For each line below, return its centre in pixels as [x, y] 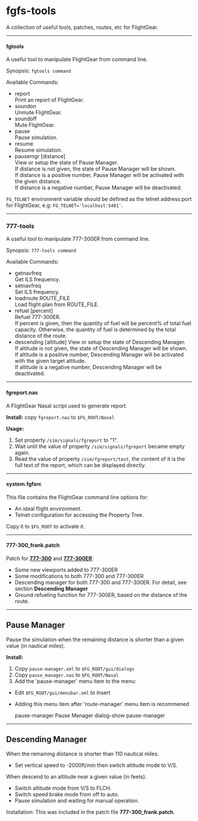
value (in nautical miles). [36, 646]
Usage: [15, 428]
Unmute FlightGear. [38, 113]
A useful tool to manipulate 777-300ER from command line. [78, 239]
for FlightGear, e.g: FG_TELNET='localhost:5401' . [65, 205]
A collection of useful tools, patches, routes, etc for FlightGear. [82, 27]
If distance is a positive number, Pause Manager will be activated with [99, 175]
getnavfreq [28, 273]
